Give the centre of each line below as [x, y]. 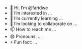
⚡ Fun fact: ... [23, 42]
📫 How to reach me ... [33, 29]
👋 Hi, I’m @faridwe [29, 8]
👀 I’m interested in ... [31, 13]
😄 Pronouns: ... [26, 36]
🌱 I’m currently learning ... [36, 18]
